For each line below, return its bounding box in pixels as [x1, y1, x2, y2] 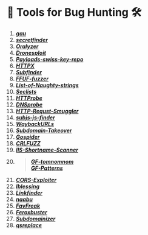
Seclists [15, 88, 37, 95]
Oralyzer [15, 43, 39, 50]
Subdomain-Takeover [15, 127, 72, 134]
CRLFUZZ [15, 139, 41, 147]
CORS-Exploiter [15, 176, 57, 183]
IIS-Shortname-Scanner [15, 146, 78, 153]
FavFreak [15, 202, 41, 209]
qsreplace [15, 221, 42, 229]
